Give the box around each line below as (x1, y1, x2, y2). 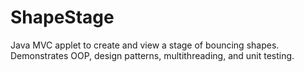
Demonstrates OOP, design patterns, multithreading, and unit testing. (10, 49, 295, 61)
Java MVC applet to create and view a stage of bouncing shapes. (10, 39, 280, 51)
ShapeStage (10, 6, 115, 29)
